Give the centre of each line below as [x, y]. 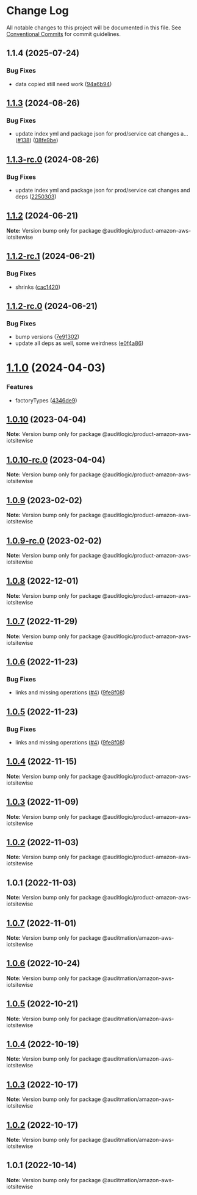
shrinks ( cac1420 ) [38, 287]
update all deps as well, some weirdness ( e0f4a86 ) [79, 343]
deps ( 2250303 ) [36, 197]
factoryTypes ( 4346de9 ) [46, 400]
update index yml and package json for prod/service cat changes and [102, 190]
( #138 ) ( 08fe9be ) [37, 140]
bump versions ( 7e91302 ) [47, 337]
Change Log [38, 11]
